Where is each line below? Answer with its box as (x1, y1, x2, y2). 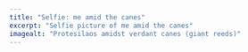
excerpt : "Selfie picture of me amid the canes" (9, 21, 194, 30)
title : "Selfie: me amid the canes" (9, 12, 145, 22)
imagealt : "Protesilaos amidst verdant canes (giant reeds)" (9, 29, 242, 38)
